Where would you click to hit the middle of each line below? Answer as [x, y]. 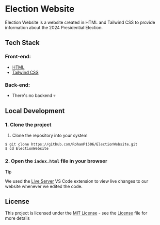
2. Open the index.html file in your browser [56, 161]
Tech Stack [22, 43]
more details [17, 218]
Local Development [35, 111]
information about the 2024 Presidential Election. [54, 27]
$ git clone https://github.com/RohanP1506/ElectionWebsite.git [71, 144]
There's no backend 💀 [34, 95]
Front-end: [18, 57]
